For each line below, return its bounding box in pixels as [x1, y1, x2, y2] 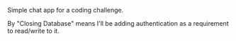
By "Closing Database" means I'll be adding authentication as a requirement [7, 19, 229, 27]
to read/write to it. [7, 27, 60, 35]
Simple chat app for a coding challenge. [7, 6, 124, 14]
